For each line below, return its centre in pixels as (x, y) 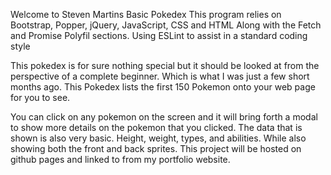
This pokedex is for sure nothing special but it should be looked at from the (165, 65)
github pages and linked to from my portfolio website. (120, 159)
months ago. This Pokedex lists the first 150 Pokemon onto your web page (163, 87)
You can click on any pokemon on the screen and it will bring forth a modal (164, 117)
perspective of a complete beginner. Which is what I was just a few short (160, 76)
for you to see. (40, 97)
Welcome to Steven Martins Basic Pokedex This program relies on (146, 14)
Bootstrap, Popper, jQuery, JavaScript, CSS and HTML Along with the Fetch (166, 25)
